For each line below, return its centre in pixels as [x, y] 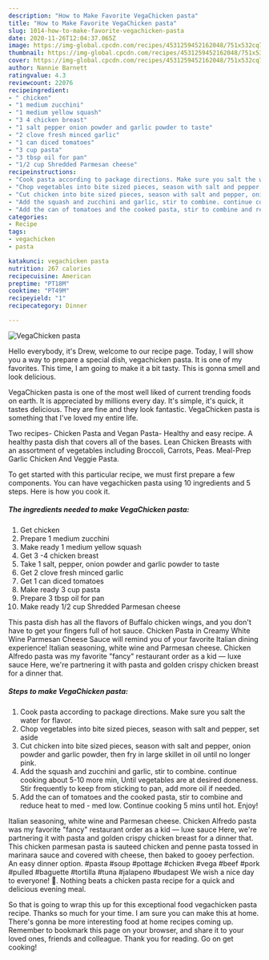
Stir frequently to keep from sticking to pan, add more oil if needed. [131, 788]
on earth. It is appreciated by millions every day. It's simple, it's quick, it [126, 401]
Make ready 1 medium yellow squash [80, 547]
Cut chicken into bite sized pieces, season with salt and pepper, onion [135, 745]
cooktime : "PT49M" [39, 291]
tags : [17, 232]
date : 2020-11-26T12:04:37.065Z [62, 38]
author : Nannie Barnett [48, 68]
